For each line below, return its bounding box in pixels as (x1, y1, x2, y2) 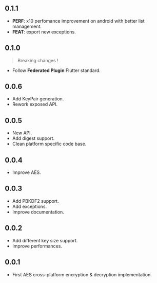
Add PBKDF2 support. (12, 198, 60, 204)
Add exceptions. (12, 203, 47, 209)
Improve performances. (12, 243, 63, 249)
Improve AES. (12, 169, 42, 175)
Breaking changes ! (17, 57, 58, 63)
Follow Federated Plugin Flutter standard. (12, 67, 101, 74)
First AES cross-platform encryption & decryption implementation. (12, 271, 152, 277)
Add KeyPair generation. (12, 96, 64, 102)
